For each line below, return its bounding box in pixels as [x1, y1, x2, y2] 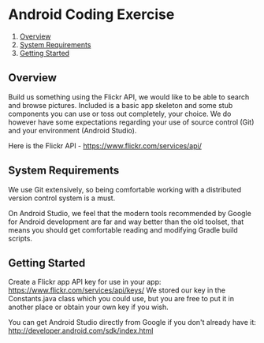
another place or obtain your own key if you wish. [8, 302, 169, 312]
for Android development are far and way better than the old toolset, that [8, 217, 244, 226]
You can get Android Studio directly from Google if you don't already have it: [8, 318, 256, 327]
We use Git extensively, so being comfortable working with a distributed [8, 185, 242, 194]
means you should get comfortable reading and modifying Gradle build [8, 225, 238, 234]
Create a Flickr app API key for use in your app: [8, 278, 162, 287]
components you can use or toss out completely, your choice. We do [8, 109, 232, 118]
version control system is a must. [8, 193, 116, 203]
